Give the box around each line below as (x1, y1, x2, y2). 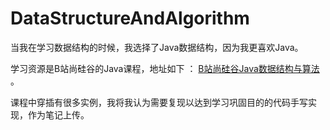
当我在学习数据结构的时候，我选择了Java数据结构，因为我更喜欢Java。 (10, 41, 304, 53)
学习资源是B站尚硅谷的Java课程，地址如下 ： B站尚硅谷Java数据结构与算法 (10, 62, 320, 74)
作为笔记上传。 (27, 108, 90, 121)
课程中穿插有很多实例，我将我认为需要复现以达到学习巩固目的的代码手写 (10, 96, 308, 108)
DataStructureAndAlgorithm (10, 7, 250, 30)
